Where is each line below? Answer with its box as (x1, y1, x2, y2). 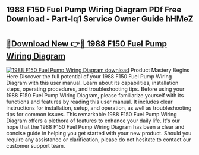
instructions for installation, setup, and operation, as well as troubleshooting (6, 105, 192, 112)
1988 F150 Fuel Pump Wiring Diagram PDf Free (6, 5, 182, 15)
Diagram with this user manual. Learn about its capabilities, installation (6, 80, 179, 86)
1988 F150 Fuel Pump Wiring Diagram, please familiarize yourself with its (6, 92, 184, 99)
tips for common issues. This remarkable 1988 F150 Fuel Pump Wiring (6, 111, 177, 118)
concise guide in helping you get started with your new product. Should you (6, 130, 192, 137)
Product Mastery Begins (130, 67, 190, 74)
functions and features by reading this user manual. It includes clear (6, 98, 173, 105)
